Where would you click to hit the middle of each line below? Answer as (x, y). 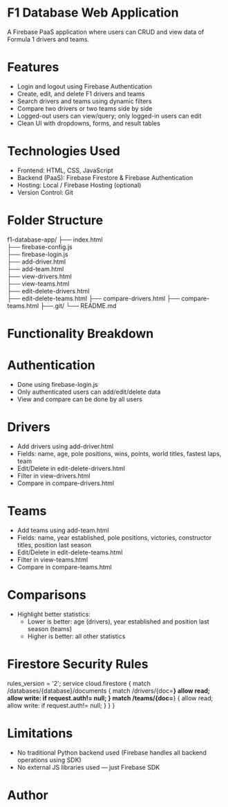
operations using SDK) (49, 760)
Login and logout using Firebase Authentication (85, 86)
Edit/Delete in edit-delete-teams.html (70, 552)
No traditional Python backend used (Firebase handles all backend (112, 752)
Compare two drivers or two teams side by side (85, 108)
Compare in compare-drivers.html (66, 483)
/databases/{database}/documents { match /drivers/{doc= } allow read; (109, 691)
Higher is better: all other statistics (76, 636)
